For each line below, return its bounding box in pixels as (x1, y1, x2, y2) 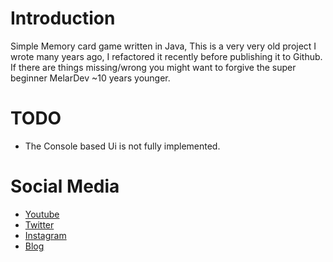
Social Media (10, 175, 120, 198)
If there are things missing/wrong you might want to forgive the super (10, 61, 297, 73)
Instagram (24, 229, 67, 241)
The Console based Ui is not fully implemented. (24, 140, 221, 152)
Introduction (10, 7, 116, 30)
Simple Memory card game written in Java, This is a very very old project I (10, 40, 317, 52)
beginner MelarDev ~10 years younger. (10, 72, 171, 84)
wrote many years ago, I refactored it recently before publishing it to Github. (10, 50, 323, 62)
